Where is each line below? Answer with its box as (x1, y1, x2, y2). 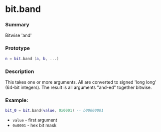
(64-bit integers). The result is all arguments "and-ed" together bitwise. (5, 84, 152, 90)
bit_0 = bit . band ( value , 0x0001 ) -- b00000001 (5, 108, 104, 113)
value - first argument (12, 117, 57, 123)
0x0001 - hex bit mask (12, 123, 57, 129)
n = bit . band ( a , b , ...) (5, 56, 59, 61)
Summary (5, 21, 30, 28)
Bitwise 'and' (5, 32, 32, 38)
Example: (5, 97, 28, 104)
